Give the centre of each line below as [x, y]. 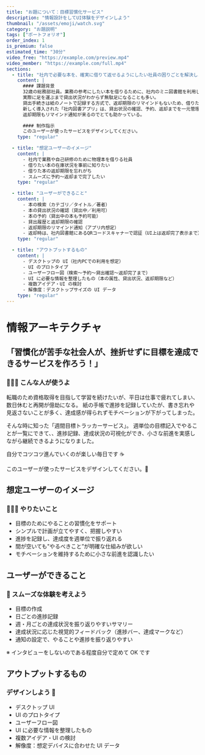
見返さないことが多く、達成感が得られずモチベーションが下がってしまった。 [102, 412]
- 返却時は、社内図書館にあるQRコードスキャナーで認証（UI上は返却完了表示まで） [112, 233]
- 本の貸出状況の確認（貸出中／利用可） [66, 210]
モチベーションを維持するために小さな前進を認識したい [85, 554]
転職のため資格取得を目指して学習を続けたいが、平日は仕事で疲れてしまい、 [102, 397]
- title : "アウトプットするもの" [50, 250]
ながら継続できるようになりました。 [52, 441]
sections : [19, 69]
